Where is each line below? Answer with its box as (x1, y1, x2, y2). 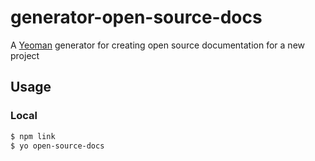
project (10, 49, 40, 61)
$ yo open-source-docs (10, 141, 105, 151)
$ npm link (10, 131, 56, 141)
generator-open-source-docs (10, 6, 263, 29)
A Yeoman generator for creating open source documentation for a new (10, 39, 306, 51)
